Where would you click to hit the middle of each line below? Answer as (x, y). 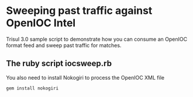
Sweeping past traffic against (79, 11)
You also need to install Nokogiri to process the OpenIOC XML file (85, 77)
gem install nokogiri (32, 88)
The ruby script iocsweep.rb (59, 64)
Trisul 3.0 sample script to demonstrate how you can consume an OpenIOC (97, 39)
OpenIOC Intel (41, 23)
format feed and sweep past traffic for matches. (64, 45)
